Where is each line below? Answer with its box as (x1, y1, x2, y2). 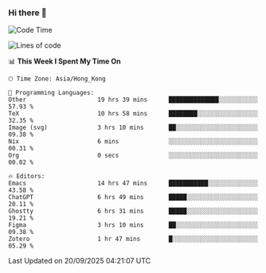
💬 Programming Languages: (8, 89, 94, 97)
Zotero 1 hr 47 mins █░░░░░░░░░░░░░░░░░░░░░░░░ (8, 235, 259, 244)
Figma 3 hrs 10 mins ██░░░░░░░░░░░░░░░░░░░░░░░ (8, 221, 259, 229)
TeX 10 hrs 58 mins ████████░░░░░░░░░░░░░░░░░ (8, 110, 259, 118)
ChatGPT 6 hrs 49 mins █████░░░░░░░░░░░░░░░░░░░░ (8, 193, 259, 201)
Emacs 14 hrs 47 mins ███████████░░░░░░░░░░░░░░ (8, 179, 259, 188)
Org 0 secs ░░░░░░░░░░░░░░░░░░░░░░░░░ (8, 151, 259, 160)
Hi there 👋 (8, 7, 48, 18)
